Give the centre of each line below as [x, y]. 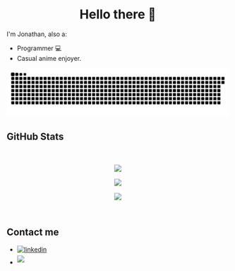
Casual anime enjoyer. [49, 58]
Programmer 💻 [39, 48]
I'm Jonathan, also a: [37, 34]
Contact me [33, 232]
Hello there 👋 [118, 15]
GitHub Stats [35, 137]
